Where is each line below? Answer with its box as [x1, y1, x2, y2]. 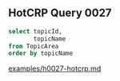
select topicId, [8, 27, 62, 35]
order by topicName [8, 49, 74, 58]
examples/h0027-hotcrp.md [8, 64, 102, 74]
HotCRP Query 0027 [8, 6, 112, 20]
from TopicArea [8, 42, 59, 50]
